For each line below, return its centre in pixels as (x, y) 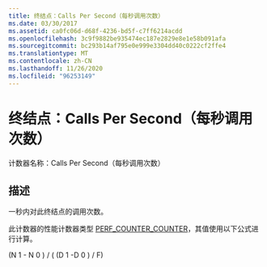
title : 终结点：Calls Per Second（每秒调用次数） (86, 16)
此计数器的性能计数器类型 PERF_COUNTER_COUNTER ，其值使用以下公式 (130, 229)
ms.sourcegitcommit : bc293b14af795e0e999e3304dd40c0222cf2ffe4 (117, 46)
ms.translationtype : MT (49, 53)
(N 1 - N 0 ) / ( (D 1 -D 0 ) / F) (56, 255)
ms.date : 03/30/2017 (43, 23)
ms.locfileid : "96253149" (52, 76)
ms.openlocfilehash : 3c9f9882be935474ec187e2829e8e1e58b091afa (117, 38)
